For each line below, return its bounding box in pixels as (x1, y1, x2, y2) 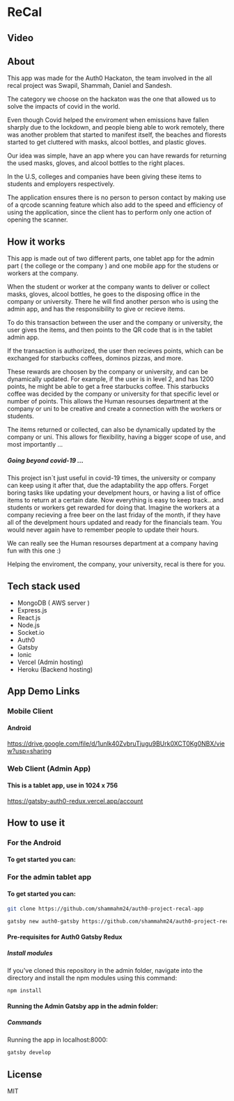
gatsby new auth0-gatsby (7, 918, 79, 925)
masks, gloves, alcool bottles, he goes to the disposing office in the (7, 290, 201, 298)
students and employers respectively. (7, 180, 115, 188)
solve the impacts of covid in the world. (7, 102, 120, 111)
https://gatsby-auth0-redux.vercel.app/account (7, 796, 143, 805)
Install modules (7, 948, 54, 957)
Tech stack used (7, 580, 81, 592)
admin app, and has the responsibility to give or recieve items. (7, 305, 186, 314)
